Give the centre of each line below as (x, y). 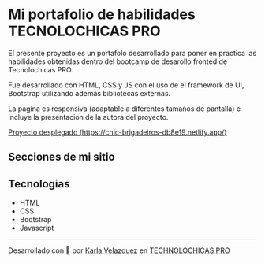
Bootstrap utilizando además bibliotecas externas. (90, 93)
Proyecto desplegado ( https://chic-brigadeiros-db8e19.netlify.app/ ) (118, 132)
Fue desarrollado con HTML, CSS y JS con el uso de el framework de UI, (126, 85)
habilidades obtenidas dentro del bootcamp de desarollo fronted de (118, 61)
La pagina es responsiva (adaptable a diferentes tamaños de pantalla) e (125, 109)
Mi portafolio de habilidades (102, 15)
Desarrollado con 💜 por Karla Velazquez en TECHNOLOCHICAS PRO (119, 250)
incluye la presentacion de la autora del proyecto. (88, 117)
